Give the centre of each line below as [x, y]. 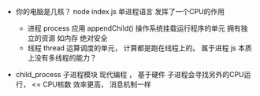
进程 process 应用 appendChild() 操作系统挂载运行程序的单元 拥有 [134, 28]
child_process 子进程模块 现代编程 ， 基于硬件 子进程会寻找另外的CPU [130, 74]
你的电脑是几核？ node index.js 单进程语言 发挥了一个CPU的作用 [120, 11]
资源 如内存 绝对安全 [74, 38]
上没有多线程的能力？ [62, 58]
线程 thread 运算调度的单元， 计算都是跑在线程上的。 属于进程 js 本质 [139, 48]
